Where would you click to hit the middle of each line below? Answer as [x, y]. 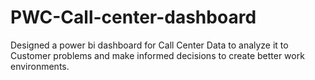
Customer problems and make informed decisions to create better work [157, 55]
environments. [40, 66]
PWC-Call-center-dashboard [133, 17]
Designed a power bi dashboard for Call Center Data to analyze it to [149, 45]
